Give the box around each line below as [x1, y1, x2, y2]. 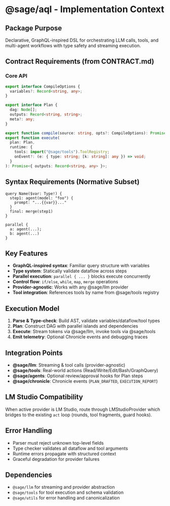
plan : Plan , [10, 140, 35, 145]
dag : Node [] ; [10, 107, 37, 113]
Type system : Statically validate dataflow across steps [12, 268, 127, 274]
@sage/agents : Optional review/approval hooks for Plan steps [12, 373, 143, 379]
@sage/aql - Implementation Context [5, 4, 164, 15]
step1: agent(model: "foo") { [10, 195, 73, 201]
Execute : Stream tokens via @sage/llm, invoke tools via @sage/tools [12, 329, 156, 335]
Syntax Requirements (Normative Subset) [5, 177, 140, 186]
